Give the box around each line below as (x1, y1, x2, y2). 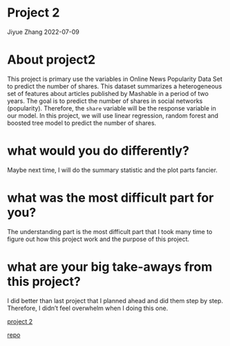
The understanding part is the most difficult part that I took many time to (7, 227, 213, 236)
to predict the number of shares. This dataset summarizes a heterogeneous (7, 81, 222, 90)
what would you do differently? (7, 143, 190, 159)
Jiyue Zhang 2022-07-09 (7, 28, 79, 36)
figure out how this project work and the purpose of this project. (7, 235, 190, 243)
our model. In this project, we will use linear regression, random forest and (7, 111, 219, 119)
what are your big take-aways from (7, 259, 213, 274)
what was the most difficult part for (7, 190, 214, 205)
